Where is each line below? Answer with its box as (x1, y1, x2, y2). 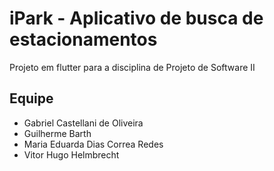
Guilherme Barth (23, 127, 92, 139)
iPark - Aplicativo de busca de (9, 7, 264, 30)
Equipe (9, 90, 54, 107)
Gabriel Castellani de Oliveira (23, 117, 144, 129)
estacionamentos (9, 28, 158, 51)
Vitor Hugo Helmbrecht (23, 148, 120, 161)
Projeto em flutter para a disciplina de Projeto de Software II (9, 61, 256, 73)
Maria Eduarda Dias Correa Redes (23, 138, 164, 150)
